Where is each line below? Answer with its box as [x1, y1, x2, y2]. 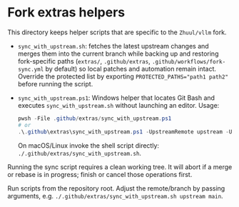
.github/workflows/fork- [152, 58, 226, 65]
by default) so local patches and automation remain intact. [45, 64, 216, 73]
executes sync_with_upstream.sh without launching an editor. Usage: [17, 101, 220, 109]
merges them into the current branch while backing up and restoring [17, 49, 219, 58]
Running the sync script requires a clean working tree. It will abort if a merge [7, 162, 233, 171]
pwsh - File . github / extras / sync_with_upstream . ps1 [17, 115, 172, 122]
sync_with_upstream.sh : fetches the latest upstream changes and [17, 41, 209, 50]
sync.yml [17, 66, 44, 73]
